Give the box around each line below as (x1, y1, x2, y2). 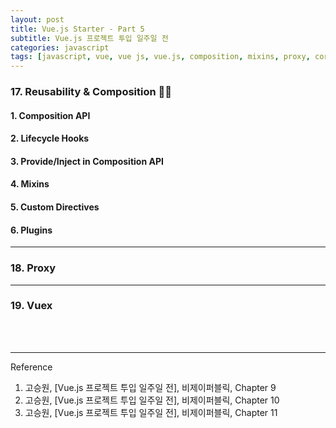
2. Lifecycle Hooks (10, 132, 90, 145)
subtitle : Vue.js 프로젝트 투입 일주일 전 (10, 33, 169, 43)
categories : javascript (10, 42, 110, 53)
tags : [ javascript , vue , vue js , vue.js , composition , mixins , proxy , (10, 52, 311, 62)
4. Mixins (10, 178, 50, 190)
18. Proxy (10, 261, 57, 275)
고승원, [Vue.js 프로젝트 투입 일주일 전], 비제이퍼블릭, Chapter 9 (24, 381, 277, 393)
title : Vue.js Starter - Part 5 (10, 24, 145, 34)
